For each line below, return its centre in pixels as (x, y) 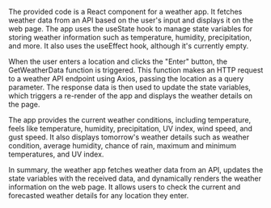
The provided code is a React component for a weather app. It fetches (125, 12)
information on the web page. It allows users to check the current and (125, 187)
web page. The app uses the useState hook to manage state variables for (131, 29)
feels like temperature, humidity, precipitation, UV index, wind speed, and (131, 129)
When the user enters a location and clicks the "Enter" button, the (118, 61)
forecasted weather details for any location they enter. (99, 196)
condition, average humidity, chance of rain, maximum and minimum (123, 146)
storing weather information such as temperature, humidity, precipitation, (130, 37)
